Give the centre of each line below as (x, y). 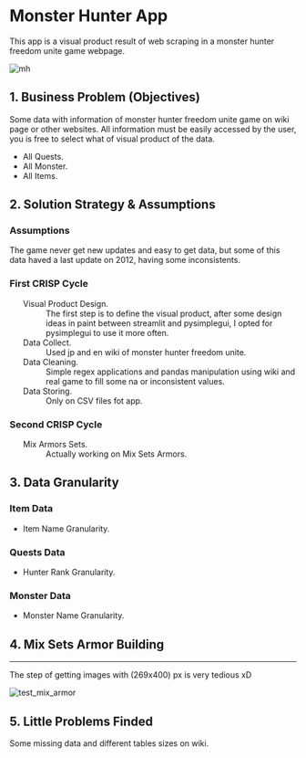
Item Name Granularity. (66, 528)
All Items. (40, 175)
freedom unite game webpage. (67, 50)
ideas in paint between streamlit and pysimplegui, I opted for (159, 323)
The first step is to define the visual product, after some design (163, 313)
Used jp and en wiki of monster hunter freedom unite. (146, 352)
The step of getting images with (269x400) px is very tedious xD (131, 675)
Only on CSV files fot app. (94, 400)
